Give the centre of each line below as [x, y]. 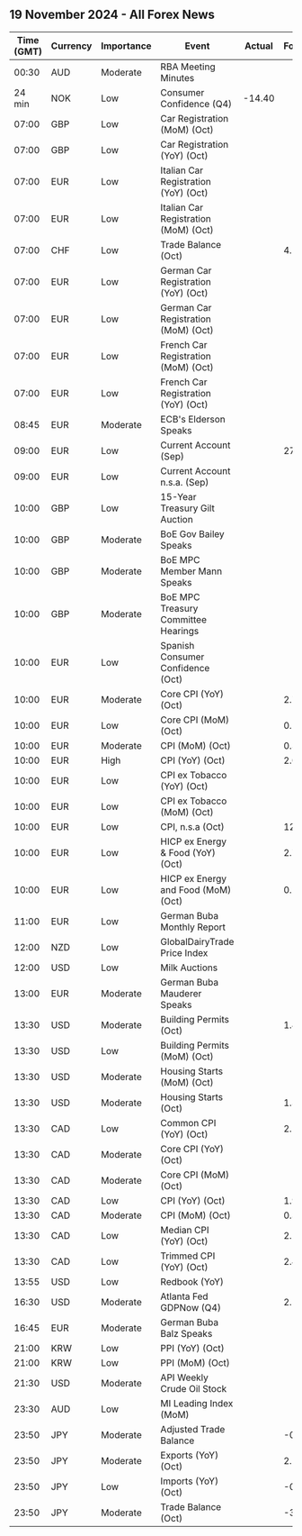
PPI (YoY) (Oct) [192, 1348]
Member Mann [191, 571]
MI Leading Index [197, 1403]
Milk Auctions [189, 968]
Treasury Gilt [188, 508]
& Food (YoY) [188, 852]
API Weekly [185, 1377]
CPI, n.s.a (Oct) [192, 826]
